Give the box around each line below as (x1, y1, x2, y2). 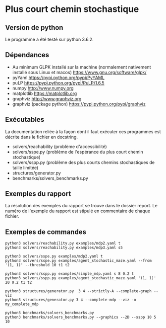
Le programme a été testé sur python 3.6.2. (5, 36, 94, 42)
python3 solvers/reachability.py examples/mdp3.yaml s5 (5, 245, 123, 250)
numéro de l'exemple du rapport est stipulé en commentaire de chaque (5, 208, 150, 214)
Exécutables (5, 115, 45, 124)
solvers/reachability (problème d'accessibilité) (12, 143, 108, 150)
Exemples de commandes (5, 228, 87, 236)
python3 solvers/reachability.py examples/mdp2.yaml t (5, 241, 121, 246)
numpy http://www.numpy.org (12, 85, 74, 91)
